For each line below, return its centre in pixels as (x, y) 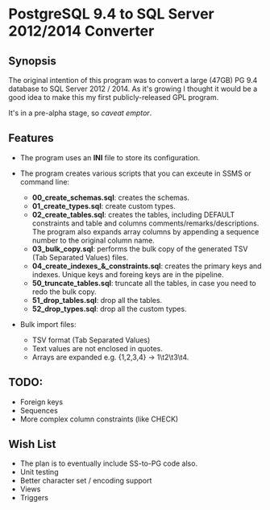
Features (31, 138)
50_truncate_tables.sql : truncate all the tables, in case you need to (144, 283)
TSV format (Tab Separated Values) (91, 340)
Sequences (39, 410)
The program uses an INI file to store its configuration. (110, 157)
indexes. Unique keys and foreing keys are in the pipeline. (128, 274)
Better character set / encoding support (86, 481)
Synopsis (32, 61)
